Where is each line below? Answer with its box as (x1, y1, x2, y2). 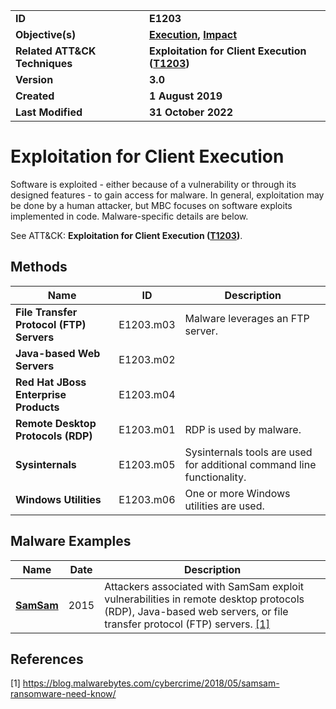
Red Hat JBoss (15, 375, 87, 389)
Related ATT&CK (15, 44, 97, 58)
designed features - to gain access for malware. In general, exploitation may (10, 189, 325, 201)
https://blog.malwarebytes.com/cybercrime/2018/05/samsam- (22, 677, 280, 689)
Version (15, 73, 54, 86)
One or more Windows (184, 486, 291, 500)
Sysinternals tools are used (184, 445, 313, 459)
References (10, 650, 84, 668)
